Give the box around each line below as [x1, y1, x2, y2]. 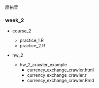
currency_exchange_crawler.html [27, 67, 94, 73]
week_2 [5, 17, 24, 24]
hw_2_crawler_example [19, 62, 67, 68]
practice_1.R [19, 37, 44, 43]
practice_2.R [19, 43, 45, 49]
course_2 [12, 28, 32, 34]
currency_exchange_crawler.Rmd [27, 78, 95, 84]
